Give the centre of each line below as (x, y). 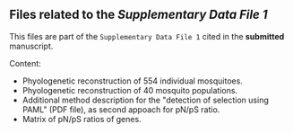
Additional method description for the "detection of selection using (145, 100)
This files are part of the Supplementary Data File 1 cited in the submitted (147, 36)
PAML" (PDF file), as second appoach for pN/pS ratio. (121, 109)
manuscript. (31, 46)
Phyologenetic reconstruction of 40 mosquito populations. (130, 90)
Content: (26, 63)
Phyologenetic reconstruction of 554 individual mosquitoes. (133, 81)
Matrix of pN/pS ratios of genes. (82, 119)
